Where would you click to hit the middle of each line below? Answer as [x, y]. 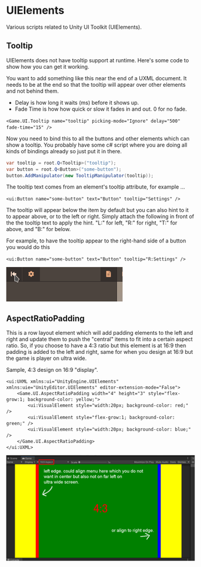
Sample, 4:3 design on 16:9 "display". [52, 370]
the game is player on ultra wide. [46, 358]
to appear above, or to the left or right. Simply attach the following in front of [100, 217]
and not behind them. [33, 91]
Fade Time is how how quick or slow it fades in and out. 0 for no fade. [101, 109]
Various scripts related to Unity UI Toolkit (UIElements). [74, 27]
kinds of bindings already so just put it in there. [64, 151]
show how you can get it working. [48, 66]
